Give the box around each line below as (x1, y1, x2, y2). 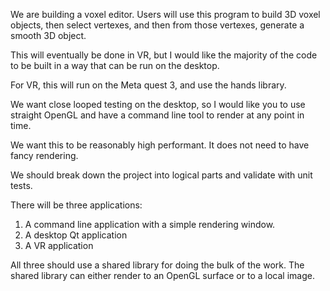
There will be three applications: (10, 199, 143, 211)
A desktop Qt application (24, 229, 128, 241)
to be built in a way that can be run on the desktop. (10, 60, 220, 71)
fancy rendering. (10, 150, 79, 161)
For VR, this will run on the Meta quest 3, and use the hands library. (10, 79, 287, 91)
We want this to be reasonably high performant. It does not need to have (10, 139, 310, 151)
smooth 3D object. (10, 30, 87, 41)
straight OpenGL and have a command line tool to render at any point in (10, 109, 305, 121)
